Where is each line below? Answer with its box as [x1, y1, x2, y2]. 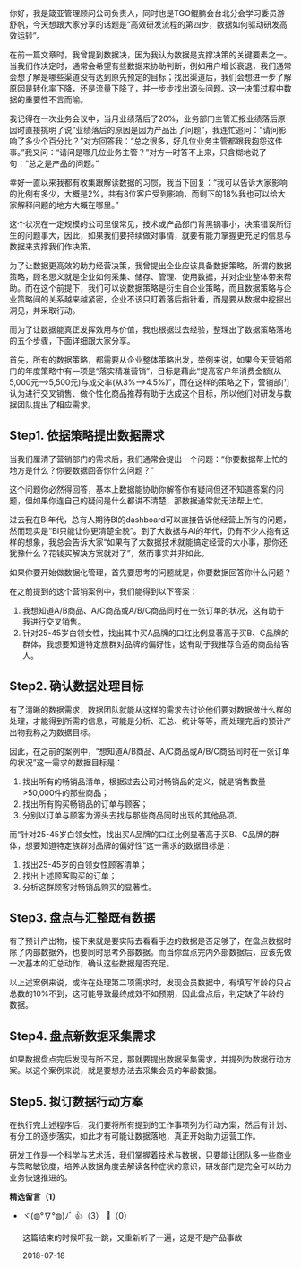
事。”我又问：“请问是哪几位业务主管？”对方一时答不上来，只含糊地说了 [9, 147, 267, 157]
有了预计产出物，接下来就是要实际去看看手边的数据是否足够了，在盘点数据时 [9, 936, 292, 947]
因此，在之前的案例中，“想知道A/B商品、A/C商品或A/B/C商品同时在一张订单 [9, 746, 290, 756]
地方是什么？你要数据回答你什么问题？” [9, 465, 155, 476]
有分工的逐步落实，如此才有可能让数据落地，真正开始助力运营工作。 [9, 1131, 261, 1141]
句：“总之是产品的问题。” [9, 158, 99, 169]
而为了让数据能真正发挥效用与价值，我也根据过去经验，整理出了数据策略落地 [9, 324, 292, 335]
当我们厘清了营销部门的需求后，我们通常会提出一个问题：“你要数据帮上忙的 [9, 453, 288, 464]
